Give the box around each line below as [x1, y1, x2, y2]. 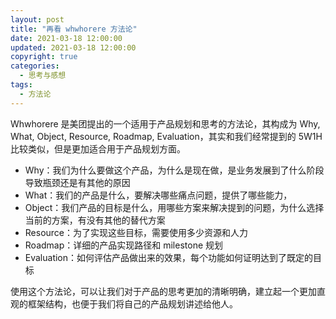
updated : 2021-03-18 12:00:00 [10, 42, 137, 53]
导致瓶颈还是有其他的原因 [24, 176, 131, 188]
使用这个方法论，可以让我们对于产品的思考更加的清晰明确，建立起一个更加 [10, 285, 317, 297]
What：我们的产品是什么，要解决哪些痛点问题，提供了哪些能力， [24, 189, 293, 201]
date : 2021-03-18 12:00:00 [10, 33, 123, 43]
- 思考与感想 [19, 71, 67, 81]
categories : [10, 61, 60, 71]
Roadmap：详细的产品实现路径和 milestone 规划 [24, 239, 224, 251]
